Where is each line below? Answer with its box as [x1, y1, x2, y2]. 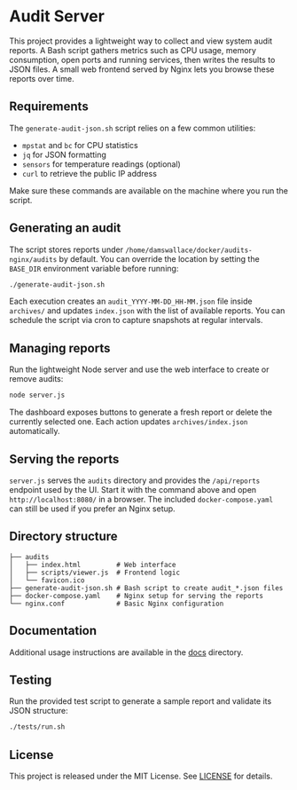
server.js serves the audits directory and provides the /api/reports [9, 475, 261, 486]
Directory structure [9, 529, 118, 544]
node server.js [9, 391, 66, 400]
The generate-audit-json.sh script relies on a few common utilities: [9, 122, 256, 133]
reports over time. [9, 73, 74, 83]
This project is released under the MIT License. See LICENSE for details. [9, 770, 273, 782]
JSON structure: [9, 706, 68, 716]
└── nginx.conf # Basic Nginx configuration [9, 599, 224, 608]
